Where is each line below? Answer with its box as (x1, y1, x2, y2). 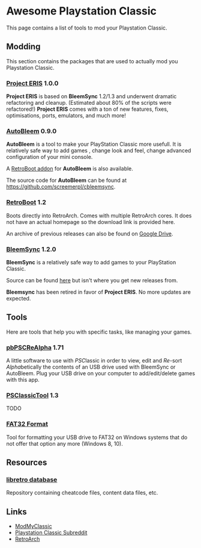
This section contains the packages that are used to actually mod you (6, 57, 178, 64)
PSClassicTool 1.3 (6, 391, 59, 399)
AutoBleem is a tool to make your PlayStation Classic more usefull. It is (6, 140, 182, 148)
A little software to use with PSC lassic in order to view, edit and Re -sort (6, 357, 182, 364)
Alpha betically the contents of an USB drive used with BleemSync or (6, 363, 176, 371)
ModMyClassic (14, 523, 52, 530)
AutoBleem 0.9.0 (6, 126, 57, 135)
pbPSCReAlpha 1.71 (6, 343, 64, 352)
